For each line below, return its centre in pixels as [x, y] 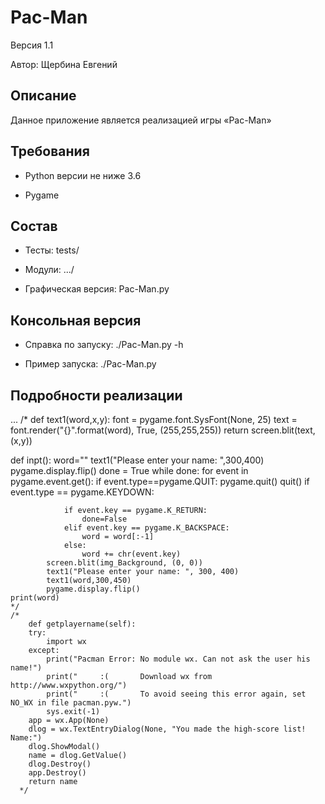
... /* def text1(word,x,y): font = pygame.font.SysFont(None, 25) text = [154, 419]
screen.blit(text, [283, 430]
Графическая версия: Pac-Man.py [97, 289]
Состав [34, 226]
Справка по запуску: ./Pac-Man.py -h [104, 345]
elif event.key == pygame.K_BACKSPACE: [146, 528]
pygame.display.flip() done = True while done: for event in [129, 470]
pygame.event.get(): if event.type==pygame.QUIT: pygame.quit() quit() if [160, 481]
